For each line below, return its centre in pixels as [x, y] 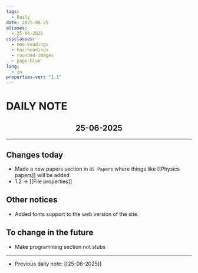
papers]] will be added [42, 175]
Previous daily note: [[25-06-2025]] [58, 264]
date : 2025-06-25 [27, 22]
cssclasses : [21, 39]
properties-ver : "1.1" [34, 77]
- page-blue [26, 61]
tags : [13, 11]
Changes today [35, 154]
